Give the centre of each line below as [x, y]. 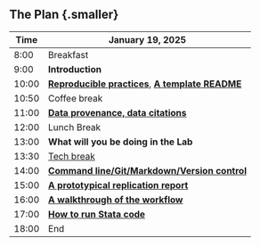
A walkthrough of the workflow [115, 200]
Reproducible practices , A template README [145, 84]
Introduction [75, 69]
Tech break [71, 156]
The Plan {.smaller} [64, 15]
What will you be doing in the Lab [120, 142]
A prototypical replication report [118, 184]
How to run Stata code [96, 214]
